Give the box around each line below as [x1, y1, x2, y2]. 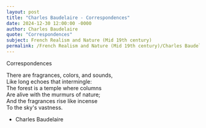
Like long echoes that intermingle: [6, 77, 92, 85]
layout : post [6, 9, 40, 15]
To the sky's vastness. [6, 104, 63, 111]
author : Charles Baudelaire [6, 26, 78, 32]
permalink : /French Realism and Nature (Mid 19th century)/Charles [6, 43, 183, 49]
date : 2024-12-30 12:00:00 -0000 [6, 20, 92, 26]
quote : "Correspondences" [6, 32, 72, 38]
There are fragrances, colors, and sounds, [6, 71, 113, 79]
